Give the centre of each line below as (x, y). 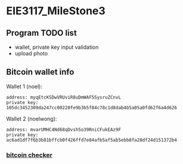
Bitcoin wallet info (40, 72)
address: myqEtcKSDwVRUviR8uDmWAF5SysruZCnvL (63, 97)
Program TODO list (42, 33)
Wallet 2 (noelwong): (32, 119)
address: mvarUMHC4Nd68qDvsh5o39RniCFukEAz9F (63, 130)
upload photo (31, 53)
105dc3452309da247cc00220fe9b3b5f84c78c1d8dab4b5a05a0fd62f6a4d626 (92, 108)
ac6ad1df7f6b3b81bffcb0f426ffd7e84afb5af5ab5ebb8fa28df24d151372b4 (92, 140)
